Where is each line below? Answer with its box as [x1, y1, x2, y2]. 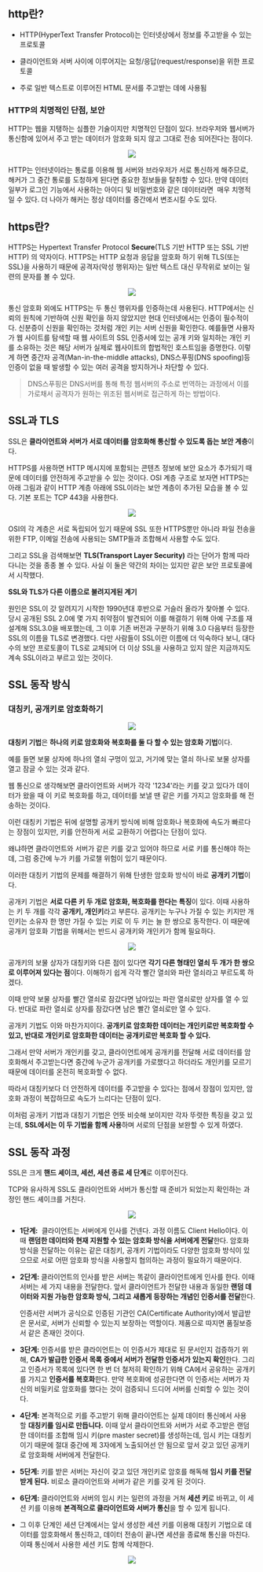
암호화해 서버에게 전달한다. [27, 1450, 111, 1459]
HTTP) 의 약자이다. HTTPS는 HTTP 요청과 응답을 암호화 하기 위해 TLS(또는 [8, 252, 240, 261]
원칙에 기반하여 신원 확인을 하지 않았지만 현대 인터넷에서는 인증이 [22, 313, 222, 323]
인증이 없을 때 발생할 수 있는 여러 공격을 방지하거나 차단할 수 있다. [8, 362, 209, 371]
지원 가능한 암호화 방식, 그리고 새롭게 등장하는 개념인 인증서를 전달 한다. [40, 1292, 256, 1301]
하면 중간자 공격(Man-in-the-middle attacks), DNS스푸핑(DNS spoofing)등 [16, 352, 251, 362]
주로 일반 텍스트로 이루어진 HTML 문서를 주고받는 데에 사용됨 [19, 83, 207, 92]
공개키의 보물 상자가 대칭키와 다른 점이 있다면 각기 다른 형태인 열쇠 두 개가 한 [8, 958, 241, 968]
